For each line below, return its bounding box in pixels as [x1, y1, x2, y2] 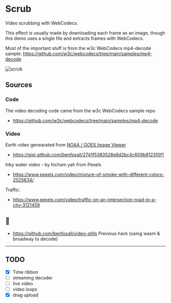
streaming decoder [12, 274, 53, 281]
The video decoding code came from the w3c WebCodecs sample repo [5, 108, 156, 114]
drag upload [12, 292, 39, 298]
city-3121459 [12, 202, 40, 208]
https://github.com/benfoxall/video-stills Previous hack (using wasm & [12, 230, 160, 236]
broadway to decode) [12, 236, 58, 242]
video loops [12, 286, 38, 292]
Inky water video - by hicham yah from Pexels [5, 161, 102, 167]
